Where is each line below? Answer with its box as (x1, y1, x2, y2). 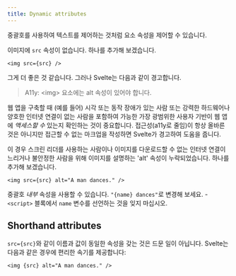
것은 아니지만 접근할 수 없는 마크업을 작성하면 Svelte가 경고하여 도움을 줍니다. (7, 130, 221, 138)
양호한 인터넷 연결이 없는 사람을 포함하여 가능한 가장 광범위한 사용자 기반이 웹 (7, 112, 220, 120)
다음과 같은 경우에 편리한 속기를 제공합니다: (7, 248, 126, 257)
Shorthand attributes (7, 220, 102, 232)
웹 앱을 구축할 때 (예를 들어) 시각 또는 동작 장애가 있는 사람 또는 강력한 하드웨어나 (7, 103, 230, 112)
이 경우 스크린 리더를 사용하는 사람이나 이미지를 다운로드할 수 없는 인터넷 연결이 (7, 144, 226, 153)
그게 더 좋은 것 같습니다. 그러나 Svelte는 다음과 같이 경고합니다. (7, 73, 182, 81)
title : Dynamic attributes (7, 10, 87, 18)
